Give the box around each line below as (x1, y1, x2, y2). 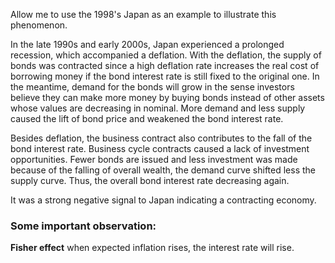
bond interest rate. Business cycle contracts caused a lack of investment (10, 143, 310, 154)
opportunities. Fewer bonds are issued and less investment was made (10, 154, 298, 165)
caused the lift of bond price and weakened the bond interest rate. (10, 113, 284, 124)
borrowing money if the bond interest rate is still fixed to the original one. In (10, 70, 320, 82)
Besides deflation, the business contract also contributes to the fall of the (10, 132, 313, 144)
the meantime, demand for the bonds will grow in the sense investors (10, 81, 295, 93)
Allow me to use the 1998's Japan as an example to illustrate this (10, 9, 277, 20)
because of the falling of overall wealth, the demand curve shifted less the (10, 164, 317, 176)
